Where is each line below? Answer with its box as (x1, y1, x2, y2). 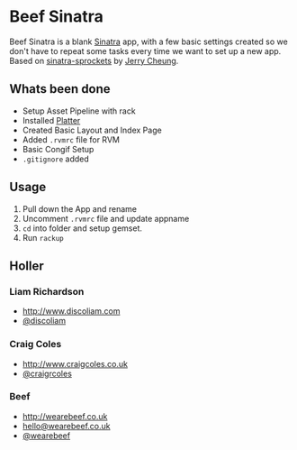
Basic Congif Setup (22, 143, 94, 154)
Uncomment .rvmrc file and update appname (22, 213, 190, 224)
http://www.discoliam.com (22, 306, 121, 317)
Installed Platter (22, 115, 81, 125)
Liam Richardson (9, 285, 85, 298)
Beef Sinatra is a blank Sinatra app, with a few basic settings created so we (9, 36, 288, 47)
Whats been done (9, 81, 111, 96)
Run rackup (22, 232, 65, 243)
